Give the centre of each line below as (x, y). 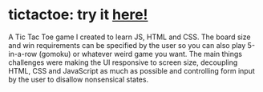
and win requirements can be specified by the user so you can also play (127, 45)
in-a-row (23, 54)
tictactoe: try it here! (78, 15)
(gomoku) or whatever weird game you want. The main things (141, 54)
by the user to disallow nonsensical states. (79, 79)
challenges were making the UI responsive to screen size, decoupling (123, 62)
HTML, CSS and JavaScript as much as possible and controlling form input (131, 70)
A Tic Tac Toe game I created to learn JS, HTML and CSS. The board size (129, 37)
